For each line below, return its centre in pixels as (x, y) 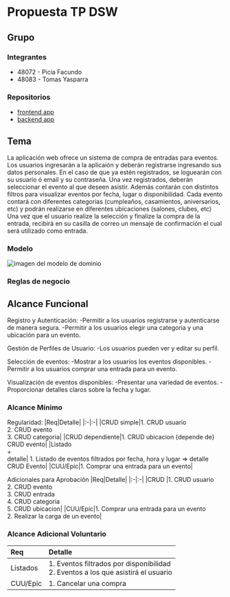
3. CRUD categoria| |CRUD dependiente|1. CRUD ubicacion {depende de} (111, 437)
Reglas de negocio (38, 282)
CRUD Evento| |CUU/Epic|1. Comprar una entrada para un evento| (100, 466)
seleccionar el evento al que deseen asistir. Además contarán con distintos (113, 187)
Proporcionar (26, 390)
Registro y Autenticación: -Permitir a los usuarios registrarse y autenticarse (113, 320)
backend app (36, 119)
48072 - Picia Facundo (49, 72)
